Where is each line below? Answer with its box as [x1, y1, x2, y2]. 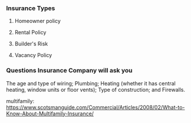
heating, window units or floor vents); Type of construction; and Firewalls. [6, 86, 186, 93]
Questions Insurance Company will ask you [6, 67, 133, 75]
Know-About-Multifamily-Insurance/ [6, 110, 94, 117]
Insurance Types [6, 4, 55, 12]
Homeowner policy [14, 18, 61, 25]
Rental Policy [14, 29, 47, 36]
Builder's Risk [14, 40, 48, 48]
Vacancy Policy [14, 52, 52, 59]
